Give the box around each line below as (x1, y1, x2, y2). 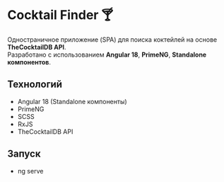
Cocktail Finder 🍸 (7, 7, 114, 23)
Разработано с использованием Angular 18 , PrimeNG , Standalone (7, 50, 207, 59)
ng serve (17, 166, 44, 175)
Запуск (7, 148, 41, 160)
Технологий (7, 79, 62, 91)
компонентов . (7, 57, 52, 66)
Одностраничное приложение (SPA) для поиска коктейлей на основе (7, 35, 218, 44)
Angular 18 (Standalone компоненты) (17, 97, 127, 106)
